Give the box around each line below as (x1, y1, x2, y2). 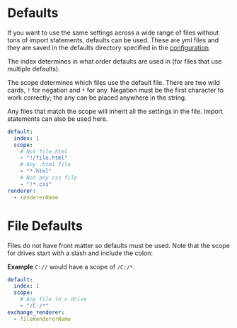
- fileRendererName (13, 315, 71, 322)
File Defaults (7, 218, 83, 234)
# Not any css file (20, 175, 78, 182)
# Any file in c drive (20, 295, 87, 303)
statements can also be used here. (7, 115, 108, 123)
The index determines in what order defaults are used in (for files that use (7, 57, 222, 65)
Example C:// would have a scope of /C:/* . (7, 262, 136, 271)
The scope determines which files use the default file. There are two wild (7, 78, 221, 86)
